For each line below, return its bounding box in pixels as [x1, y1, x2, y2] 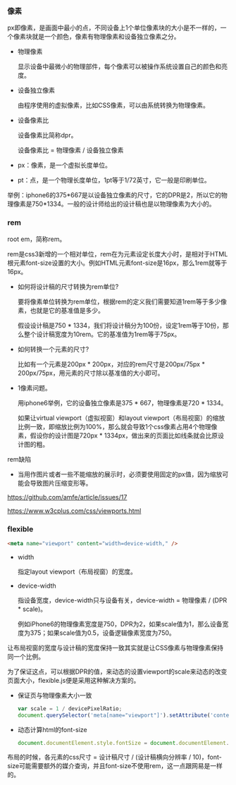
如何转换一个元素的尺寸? [17, 345, 89, 353]
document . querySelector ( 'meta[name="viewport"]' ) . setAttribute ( [17, 712, 211, 719]
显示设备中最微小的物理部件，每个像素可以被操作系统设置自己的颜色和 [17, 62, 222, 71]
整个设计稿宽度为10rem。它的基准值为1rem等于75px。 [23, 330, 181, 338]
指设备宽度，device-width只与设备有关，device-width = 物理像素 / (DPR [17, 595, 228, 604]
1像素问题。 [17, 383, 51, 392]
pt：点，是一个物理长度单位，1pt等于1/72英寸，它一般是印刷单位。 [17, 176, 211, 185]
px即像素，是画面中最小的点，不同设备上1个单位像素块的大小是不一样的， [7, 23, 221, 32]
